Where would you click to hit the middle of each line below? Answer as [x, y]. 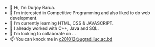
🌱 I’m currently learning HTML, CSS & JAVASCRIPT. [62, 23]
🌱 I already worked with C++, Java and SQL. [54, 28]
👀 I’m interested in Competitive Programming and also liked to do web [80, 13]
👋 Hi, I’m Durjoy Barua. [32, 8]
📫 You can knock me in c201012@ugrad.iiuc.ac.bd [61, 39]
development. [23, 18]
